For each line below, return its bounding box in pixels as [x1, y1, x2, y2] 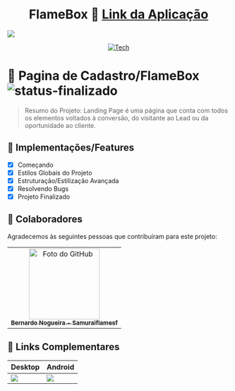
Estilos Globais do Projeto [17, 168, 92, 177]
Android [46, 362, 75, 372]
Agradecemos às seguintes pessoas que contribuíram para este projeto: [7, 232, 217, 240]
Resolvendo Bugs [17, 184, 69, 193]
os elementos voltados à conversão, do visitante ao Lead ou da [24, 113, 209, 122]
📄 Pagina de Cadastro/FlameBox [7, 68, 200, 84]
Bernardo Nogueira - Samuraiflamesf [11, 318, 118, 327]
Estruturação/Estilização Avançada [17, 176, 119, 185]
